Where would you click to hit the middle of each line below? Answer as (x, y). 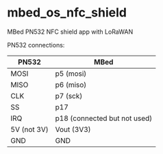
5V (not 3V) (30, 129)
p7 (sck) (69, 96)
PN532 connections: (36, 45)
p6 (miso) (71, 85)
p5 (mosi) (71, 74)
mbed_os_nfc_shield (67, 13)
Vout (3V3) (73, 129)
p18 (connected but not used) (104, 118)
